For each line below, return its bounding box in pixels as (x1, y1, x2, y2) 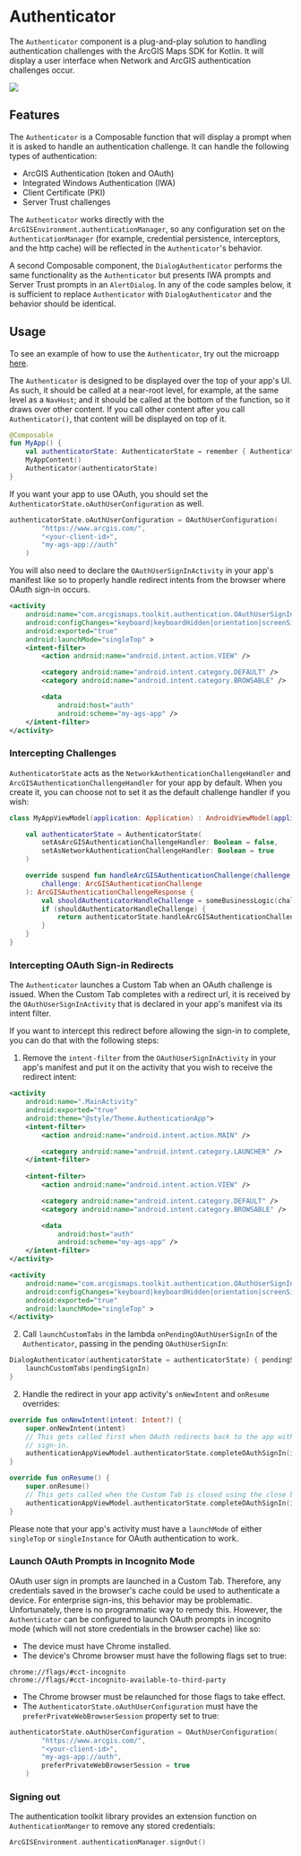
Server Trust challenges (21, 196, 111, 208)
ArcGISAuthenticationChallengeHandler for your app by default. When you (9, 777, 283, 788)
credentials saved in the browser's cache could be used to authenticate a (9, 1585, 280, 1595)
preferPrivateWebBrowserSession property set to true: (21, 1710, 219, 1721)
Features (9, 108, 60, 123)
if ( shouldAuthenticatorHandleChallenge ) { (41, 905, 206, 914)
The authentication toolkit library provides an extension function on (9, 1811, 257, 1822)
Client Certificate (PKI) (21, 187, 106, 198)
